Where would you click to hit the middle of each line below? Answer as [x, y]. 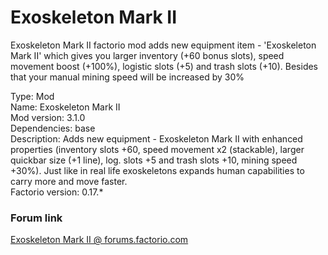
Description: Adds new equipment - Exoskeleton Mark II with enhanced [156, 138]
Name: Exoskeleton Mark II [65, 107]
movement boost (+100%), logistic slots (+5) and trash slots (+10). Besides [164, 66]
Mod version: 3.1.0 [48, 117]
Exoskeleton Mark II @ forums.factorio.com [99, 240]
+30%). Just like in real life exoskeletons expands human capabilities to [157, 170]
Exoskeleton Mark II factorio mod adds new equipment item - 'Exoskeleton [163, 45]
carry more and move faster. [69, 181]
